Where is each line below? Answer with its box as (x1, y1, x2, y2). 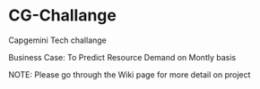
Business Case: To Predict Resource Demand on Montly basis (8, 52, 237, 62)
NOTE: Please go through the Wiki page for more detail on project (8, 69, 251, 80)
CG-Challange (8, 5, 117, 26)
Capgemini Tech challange (8, 35, 107, 45)
